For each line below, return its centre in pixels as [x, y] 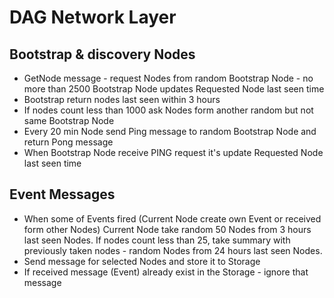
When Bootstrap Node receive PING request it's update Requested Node [173, 152]
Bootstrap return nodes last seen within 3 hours [122, 99]
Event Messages [62, 194]
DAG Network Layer [93, 17]
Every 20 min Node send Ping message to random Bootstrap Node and [170, 131]
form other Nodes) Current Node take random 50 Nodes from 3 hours [167, 229]
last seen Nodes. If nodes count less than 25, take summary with [157, 240]
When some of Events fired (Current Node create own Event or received [172, 218]
